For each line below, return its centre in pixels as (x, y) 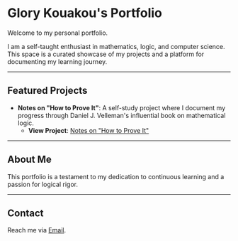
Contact (25, 213)
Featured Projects (47, 91)
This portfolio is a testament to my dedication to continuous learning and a (116, 176)
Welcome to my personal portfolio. (58, 33)
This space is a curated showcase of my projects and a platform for (106, 54)
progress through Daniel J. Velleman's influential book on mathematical (121, 115)
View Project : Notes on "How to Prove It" (89, 130)
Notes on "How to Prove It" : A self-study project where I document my (121, 107)
